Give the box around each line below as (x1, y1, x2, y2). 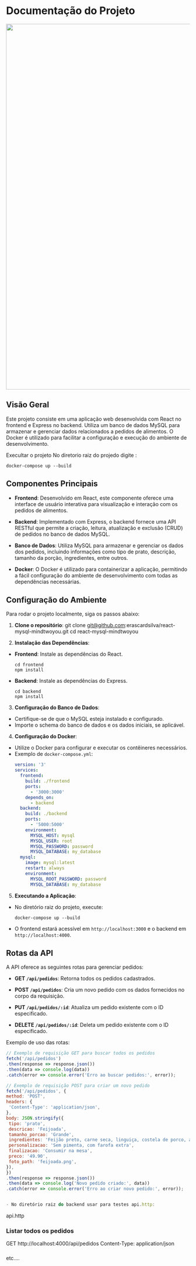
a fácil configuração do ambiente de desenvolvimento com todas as (14, 572, 178, 579)
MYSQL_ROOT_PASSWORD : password (30, 876, 107, 882)
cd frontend (14, 662, 44, 668)
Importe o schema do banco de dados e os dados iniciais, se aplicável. (14, 721, 185, 729)
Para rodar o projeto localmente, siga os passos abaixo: (6, 610, 140, 618)
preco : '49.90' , (8, 1154, 48, 1160)
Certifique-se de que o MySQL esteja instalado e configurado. (14, 715, 164, 723)
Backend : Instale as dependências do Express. (14, 677, 128, 684)
